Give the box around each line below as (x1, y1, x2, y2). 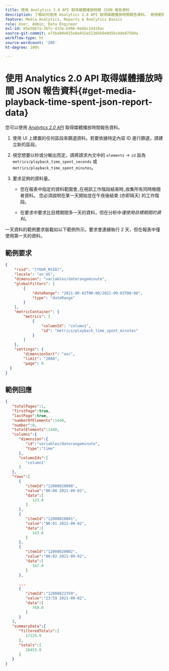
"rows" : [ (12, 474, 30, 479)
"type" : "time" (25, 446, 55, 451)
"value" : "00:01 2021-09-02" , (25, 521, 87, 526)
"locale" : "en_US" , (14, 272, 55, 277)
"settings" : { (14, 347, 44, 352)
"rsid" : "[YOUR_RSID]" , (14, 267, 64, 272)
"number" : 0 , (12, 422, 37, 428)
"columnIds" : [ (18, 455, 49, 460)
